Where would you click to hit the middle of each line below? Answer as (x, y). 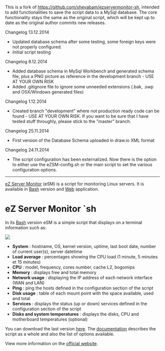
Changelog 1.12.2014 (26, 101)
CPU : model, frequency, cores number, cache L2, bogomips (73, 267)
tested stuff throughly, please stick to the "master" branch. (72, 121)
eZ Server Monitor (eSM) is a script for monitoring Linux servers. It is (75, 184)
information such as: (26, 227)
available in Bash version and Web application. (52, 189)
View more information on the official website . (52, 343)
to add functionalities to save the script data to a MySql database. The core (81, 12)
